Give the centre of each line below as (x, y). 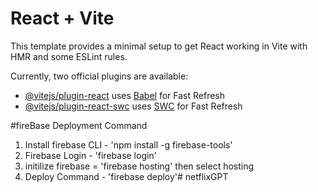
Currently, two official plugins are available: (99, 76)
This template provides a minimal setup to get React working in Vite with (159, 46)
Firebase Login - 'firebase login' (90, 155)
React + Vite (62, 18)
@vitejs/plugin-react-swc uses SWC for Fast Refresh (133, 106)
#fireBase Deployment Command (79, 125)
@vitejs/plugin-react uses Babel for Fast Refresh (125, 95)
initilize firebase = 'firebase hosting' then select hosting (139, 166)
